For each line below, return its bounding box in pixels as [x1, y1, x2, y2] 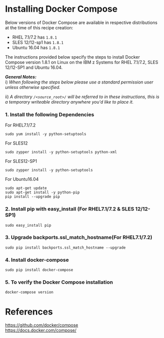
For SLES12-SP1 [5, 158, 37, 164]
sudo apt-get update [5, 186, 47, 191]
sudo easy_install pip [5, 223, 51, 228]
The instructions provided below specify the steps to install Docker [5, 54, 141, 60]
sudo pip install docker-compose [5, 268, 73, 273]
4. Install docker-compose [5, 256, 69, 263]
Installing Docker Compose [5, 3, 117, 15]
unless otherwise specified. [5, 84, 61, 90]
